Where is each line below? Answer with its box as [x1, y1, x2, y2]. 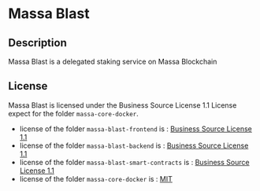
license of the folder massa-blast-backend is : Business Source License [19, 141, 249, 150]
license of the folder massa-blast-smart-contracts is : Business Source [19, 157, 250, 167]
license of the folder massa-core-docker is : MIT [19, 174, 173, 183]
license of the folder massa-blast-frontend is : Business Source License [19, 123, 252, 134]
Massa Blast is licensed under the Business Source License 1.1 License [8, 100, 237, 110]
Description [8, 36, 67, 50]
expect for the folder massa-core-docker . [8, 108, 139, 118]
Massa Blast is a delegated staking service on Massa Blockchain [8, 57, 217, 66]
